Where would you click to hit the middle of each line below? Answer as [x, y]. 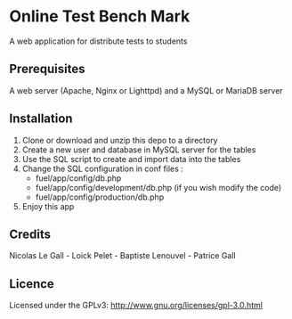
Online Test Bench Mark [100, 16]
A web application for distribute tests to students [98, 41]
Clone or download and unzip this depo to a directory [120, 140]
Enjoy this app [48, 206]
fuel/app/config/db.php [78, 178]
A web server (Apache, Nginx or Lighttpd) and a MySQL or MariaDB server [146, 90]
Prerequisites [47, 69]
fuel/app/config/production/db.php [100, 197]
